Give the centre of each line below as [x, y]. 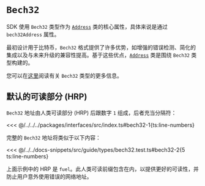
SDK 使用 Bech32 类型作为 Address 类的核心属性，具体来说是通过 [87, 26]
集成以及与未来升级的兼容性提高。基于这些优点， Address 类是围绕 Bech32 [98, 55]
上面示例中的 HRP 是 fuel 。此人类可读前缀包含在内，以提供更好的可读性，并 [102, 169]
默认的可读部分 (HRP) [47, 97]
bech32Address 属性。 [33, 34]
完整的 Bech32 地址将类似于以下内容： [54, 137]
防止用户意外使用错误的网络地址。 [49, 176]
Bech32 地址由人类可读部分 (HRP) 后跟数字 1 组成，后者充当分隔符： [91, 113]
